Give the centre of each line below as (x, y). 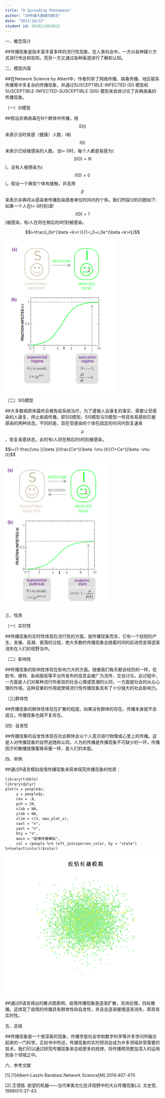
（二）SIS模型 (19, 400)
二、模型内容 (18, 69)
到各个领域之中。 (22, 1055)
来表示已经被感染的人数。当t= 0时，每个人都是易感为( (59, 151)
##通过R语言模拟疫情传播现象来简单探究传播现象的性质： (63, 769)
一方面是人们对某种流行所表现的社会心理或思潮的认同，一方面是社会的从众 (80, 682)
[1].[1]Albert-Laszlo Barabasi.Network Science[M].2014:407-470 (70, 1075)
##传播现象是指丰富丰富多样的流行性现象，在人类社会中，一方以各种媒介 (79, 52)
